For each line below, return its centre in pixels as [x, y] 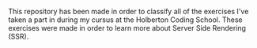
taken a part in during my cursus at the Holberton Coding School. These [125, 20]
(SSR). [19, 36]
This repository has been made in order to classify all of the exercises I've [128, 11]
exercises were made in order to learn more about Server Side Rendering [127, 28]
